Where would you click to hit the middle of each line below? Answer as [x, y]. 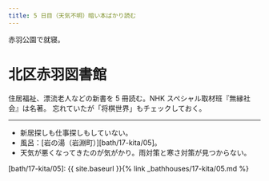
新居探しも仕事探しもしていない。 [76, 132]
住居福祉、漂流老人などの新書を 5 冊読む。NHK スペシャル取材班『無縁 [126, 98]
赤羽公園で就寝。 [36, 39]
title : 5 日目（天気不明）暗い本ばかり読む [72, 16]
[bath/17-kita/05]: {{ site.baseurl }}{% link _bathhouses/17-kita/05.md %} [129, 168]
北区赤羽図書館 [58, 75]
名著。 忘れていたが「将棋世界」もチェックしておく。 [118, 108]
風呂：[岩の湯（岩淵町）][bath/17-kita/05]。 [90, 142]
